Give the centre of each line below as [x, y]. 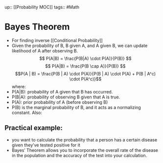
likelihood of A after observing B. [45, 50]
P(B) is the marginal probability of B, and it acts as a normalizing [76, 107]
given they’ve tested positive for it [46, 145]
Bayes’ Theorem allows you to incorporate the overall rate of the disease [85, 150]
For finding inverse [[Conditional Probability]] [57, 40]
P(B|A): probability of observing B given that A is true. [66, 97]
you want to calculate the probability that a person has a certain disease [84, 140]
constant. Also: [27, 113]
